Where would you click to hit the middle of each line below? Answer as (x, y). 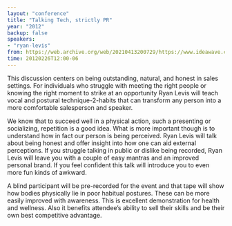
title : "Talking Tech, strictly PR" (60, 20)
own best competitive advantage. (55, 215)
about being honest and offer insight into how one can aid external (102, 143)
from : (15, 53)
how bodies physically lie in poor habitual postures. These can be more (108, 193)
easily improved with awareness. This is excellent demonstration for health (113, 200)
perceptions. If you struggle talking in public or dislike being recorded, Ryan (115, 150)
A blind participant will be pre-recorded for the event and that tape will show (116, 186)
